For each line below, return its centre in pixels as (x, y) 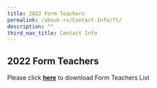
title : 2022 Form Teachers (46, 14)
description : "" (30, 26)
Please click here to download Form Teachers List (78, 78)
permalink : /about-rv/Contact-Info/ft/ (65, 20)
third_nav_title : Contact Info (52, 33)
